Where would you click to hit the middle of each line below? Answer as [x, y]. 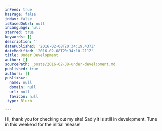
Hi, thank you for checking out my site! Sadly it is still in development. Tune [81, 119]
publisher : [16, 78]
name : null [21, 82]
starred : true [20, 32]
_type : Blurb [18, 101]
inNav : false [18, 19]
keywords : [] [18, 37]
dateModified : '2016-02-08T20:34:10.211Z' [49, 51]
